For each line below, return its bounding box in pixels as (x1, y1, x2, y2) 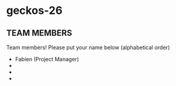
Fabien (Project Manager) (15, 56, 80, 62)
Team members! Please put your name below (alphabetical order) (6, 44, 170, 51)
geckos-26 (6, 4, 63, 18)
